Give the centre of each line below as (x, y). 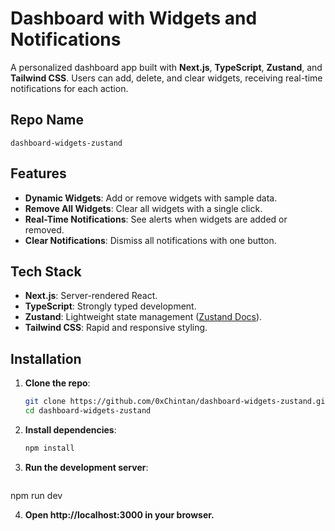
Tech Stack (46, 271)
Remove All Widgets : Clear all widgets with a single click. (143, 208)
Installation (46, 358)
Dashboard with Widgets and (134, 18)
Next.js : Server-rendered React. (91, 296)
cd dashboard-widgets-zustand (88, 411)
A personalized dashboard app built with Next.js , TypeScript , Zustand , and (166, 67)
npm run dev (36, 495)
